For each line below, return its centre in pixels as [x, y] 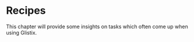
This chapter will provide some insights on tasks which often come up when [97, 26]
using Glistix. [22, 32]
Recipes [26, 11]
